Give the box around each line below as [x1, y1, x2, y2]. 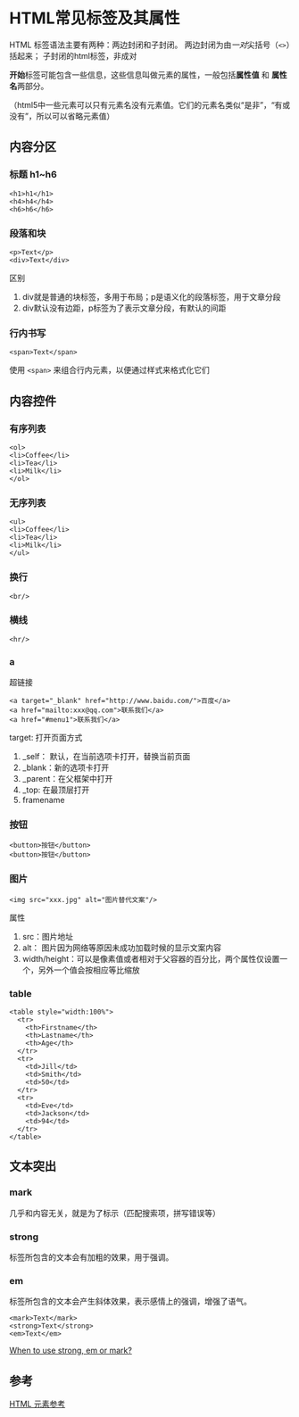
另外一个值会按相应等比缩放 [37, 965, 140, 975]
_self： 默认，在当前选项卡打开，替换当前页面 [21, 751, 191, 762]
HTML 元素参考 [9, 1398, 65, 1410]
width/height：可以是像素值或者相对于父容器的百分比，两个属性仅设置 [21, 953, 280, 964]
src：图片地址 [21, 931, 74, 941]
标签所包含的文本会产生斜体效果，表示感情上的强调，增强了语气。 [9, 1296, 252, 1307]
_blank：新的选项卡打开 [21, 762, 110, 773]
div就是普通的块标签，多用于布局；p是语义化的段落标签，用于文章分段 [21, 291, 281, 302]
